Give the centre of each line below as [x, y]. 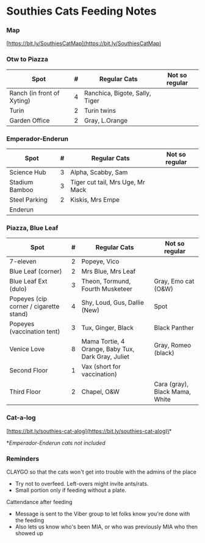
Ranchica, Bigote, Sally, [118, 93]
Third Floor [25, 392]
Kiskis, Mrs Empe [95, 200]
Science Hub [28, 172]
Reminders [23, 458]
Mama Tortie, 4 [103, 341]
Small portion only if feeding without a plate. [71, 490]
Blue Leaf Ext [28, 282]
